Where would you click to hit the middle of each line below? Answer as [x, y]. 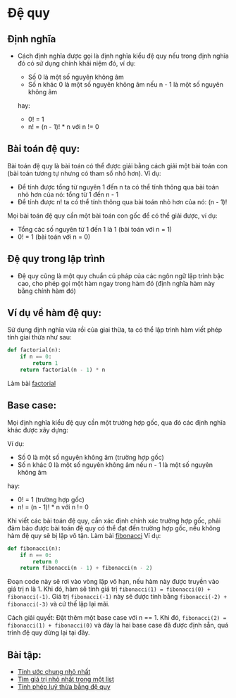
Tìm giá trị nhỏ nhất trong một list [66, 679]
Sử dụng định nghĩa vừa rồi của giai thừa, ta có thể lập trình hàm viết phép [115, 330]
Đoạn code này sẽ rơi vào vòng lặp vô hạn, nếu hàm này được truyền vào [113, 582]
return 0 [45, 561]
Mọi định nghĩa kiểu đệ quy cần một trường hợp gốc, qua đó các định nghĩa [117, 422]
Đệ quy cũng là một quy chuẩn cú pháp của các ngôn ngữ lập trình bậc [121, 275]
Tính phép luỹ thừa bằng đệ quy [64, 687]
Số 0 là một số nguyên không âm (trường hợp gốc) [91, 457]
